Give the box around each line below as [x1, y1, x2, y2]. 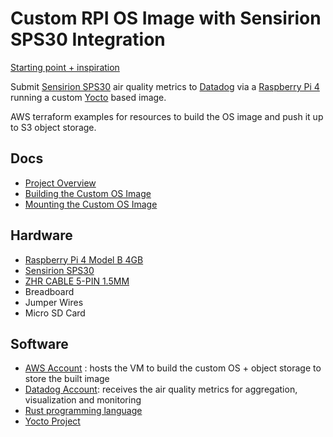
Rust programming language [24, 405, 143, 417]
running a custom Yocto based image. [10, 91, 167, 103]
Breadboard [24, 285, 75, 297]
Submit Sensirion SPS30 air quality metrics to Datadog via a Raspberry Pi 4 [10, 80, 320, 92]
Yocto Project [24, 415, 81, 427]
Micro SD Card [24, 307, 86, 319]
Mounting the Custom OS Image [24, 198, 158, 210]
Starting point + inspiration [10, 61, 120, 73]
